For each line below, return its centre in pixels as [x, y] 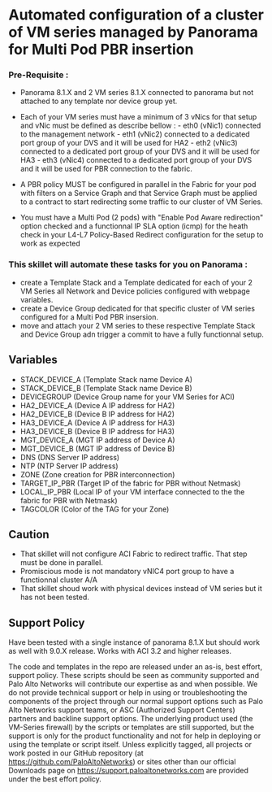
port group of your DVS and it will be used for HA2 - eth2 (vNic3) [129, 143]
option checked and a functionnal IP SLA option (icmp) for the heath [134, 226]
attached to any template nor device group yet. [99, 101]
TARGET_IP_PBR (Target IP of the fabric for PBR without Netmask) [130, 483]
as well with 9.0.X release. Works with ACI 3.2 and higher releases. [120, 651]
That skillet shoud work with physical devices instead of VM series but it [141, 589]
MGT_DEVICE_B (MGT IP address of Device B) [97, 448]
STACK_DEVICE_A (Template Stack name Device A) [106, 379]
